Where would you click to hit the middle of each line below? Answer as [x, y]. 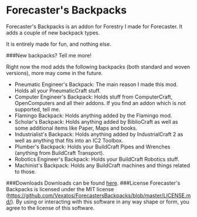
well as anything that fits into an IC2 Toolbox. [69, 140]
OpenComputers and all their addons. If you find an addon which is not [100, 103]
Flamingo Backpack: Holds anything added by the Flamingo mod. [93, 116]
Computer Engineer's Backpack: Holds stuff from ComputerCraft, [94, 97]
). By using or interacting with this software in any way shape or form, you [100, 201]
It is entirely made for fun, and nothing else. [59, 44]
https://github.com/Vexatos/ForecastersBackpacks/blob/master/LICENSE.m [99, 195]
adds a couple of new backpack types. [53, 32]
